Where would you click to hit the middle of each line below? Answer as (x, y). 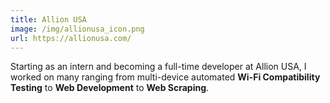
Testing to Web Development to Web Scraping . (110, 88)
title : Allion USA (48, 19)
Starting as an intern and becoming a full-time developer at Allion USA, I (158, 67)
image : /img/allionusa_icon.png (77, 29)
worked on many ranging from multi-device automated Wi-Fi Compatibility (165, 77)
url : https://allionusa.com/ (71, 38)
